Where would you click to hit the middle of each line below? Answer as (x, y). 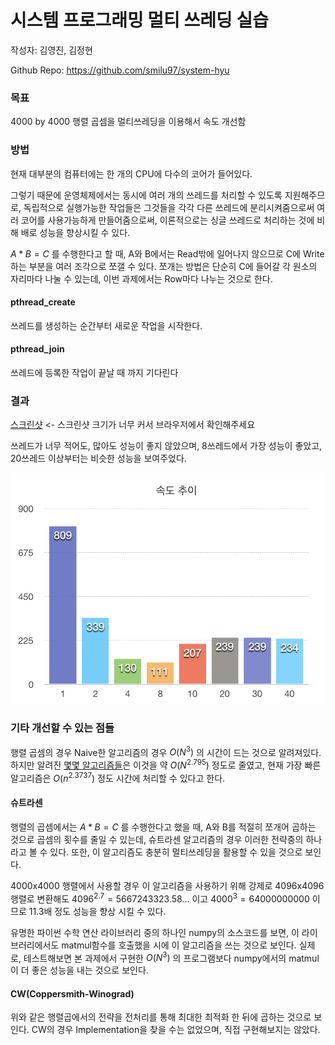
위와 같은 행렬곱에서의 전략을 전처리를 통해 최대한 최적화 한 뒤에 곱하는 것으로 (161, 1017)
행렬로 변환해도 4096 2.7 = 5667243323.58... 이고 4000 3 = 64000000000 (160, 898)
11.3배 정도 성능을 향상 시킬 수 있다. (97, 911)
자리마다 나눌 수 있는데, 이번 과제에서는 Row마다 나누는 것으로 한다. (141, 278)
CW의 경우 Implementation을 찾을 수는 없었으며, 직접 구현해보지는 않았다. (176, 1030)
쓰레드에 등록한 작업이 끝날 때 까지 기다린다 (94, 372)
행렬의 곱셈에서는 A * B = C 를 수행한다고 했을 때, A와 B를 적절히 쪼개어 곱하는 (163, 827)
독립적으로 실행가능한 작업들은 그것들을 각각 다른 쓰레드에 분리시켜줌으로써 (169, 207)
